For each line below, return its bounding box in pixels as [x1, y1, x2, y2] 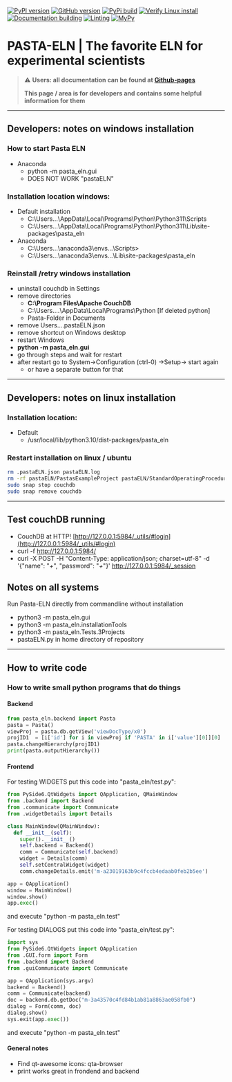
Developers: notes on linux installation [7, 392, 176, 404]
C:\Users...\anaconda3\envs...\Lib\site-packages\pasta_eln [27, 251, 195, 260]
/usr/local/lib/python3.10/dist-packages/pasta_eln [27, 435, 169, 444]
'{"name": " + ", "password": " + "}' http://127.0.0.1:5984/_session [17, 561, 196, 570]
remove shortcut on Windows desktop [17, 329, 126, 337]
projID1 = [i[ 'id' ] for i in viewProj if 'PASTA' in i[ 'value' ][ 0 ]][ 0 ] [7, 734, 221, 741]
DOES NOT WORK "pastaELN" [27, 174, 114, 183]
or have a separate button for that [27, 366, 124, 374]
